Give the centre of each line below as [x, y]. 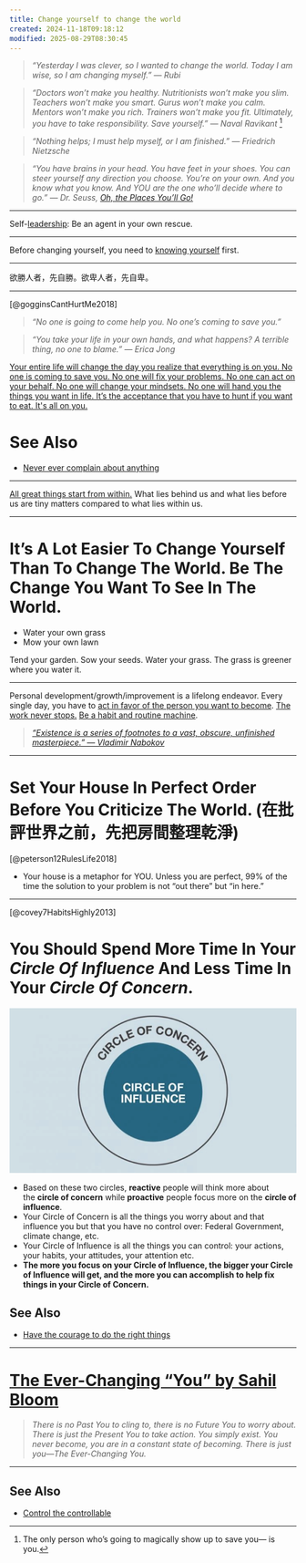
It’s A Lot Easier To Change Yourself [148, 549]
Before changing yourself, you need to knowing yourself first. [124, 250]
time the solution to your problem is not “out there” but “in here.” [143, 885]
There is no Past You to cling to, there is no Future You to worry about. [164, 1425]
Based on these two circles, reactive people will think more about [146, 1187]
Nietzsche [51, 151]
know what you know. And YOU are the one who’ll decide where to [157, 188]
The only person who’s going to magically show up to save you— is [149, 1539]
